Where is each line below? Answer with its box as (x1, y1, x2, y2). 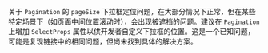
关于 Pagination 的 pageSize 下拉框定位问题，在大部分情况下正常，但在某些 (8, 7, 256, 16)
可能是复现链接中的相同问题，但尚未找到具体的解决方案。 (8, 36, 198, 46)
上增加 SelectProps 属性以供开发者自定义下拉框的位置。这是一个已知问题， (8, 27, 255, 36)
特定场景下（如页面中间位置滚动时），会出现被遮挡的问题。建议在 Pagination (8, 17, 260, 26)
